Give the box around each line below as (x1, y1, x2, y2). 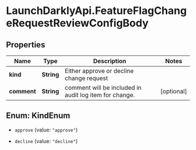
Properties (6, 40, 45, 50)
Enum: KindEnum (6, 111, 71, 121)
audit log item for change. (65, 91, 135, 99)
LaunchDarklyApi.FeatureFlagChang (6, 4, 187, 18)
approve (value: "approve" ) (14, 126, 78, 133)
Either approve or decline (65, 67, 134, 75)
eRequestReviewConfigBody (6, 16, 149, 30)
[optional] (160, 88, 187, 95)
